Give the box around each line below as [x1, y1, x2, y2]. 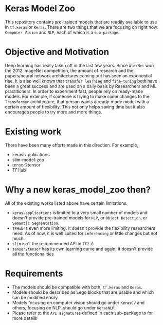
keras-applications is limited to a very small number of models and [12, 210, 147, 216]
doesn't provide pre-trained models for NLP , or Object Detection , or [12, 215, 147, 220]
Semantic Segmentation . [12, 220, 60, 226]
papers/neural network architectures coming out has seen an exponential [5, 72, 152, 78]
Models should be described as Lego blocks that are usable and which [12, 289, 154, 295]
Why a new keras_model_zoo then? [5, 184, 151, 195]
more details [12, 315, 37, 321]
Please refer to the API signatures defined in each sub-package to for [12, 310, 153, 316]
